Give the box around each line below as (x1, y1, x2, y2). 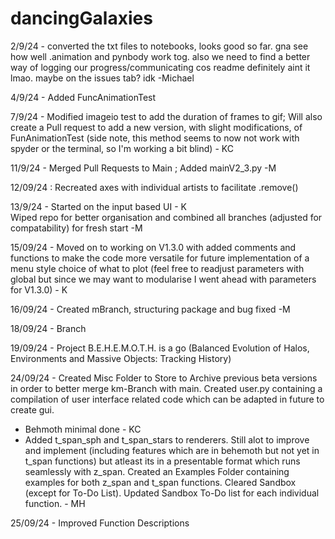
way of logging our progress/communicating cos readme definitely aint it (10, 61, 311, 73)
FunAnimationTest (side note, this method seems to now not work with (10, 132, 300, 144)
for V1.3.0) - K (10, 283, 68, 296)
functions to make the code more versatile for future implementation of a (10, 252, 310, 264)
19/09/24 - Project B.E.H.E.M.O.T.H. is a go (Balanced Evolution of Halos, (10, 342, 310, 354)
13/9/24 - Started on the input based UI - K (10, 200, 188, 212)
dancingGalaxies (10, 7, 153, 30)
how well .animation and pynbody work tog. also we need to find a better (10, 50, 311, 62)
